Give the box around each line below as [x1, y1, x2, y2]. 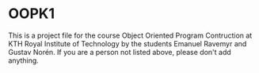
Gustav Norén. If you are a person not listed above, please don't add [8, 47, 231, 57]
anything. [8, 56, 40, 65]
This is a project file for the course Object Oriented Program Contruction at [8, 31, 253, 40]
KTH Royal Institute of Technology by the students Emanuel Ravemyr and [8, 38, 247, 48]
